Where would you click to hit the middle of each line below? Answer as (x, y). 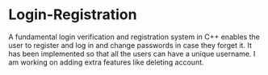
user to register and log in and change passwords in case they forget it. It (130, 45)
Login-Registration (73, 15)
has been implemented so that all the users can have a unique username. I (132, 53)
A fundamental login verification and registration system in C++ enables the (134, 37)
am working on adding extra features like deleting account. (106, 62)
